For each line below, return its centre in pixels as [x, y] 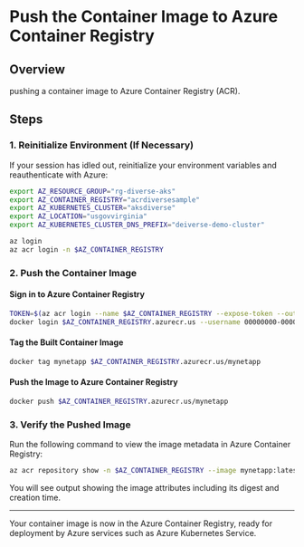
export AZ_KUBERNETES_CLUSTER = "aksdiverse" [93, 208]
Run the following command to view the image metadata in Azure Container [150, 445]
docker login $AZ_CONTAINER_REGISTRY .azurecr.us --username [125, 322]
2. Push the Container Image [73, 273]
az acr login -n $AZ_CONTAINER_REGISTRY [87, 250]
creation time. [35, 498]
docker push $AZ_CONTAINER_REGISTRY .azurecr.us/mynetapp [119, 401]
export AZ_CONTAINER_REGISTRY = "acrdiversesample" [105, 200]
